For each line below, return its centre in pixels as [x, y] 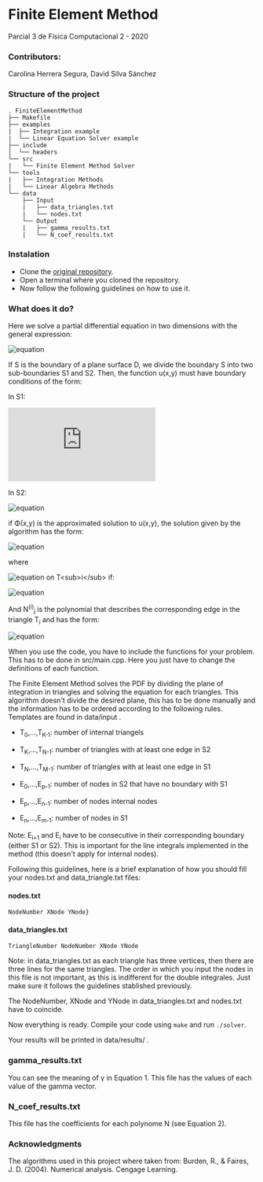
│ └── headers [33, 152]
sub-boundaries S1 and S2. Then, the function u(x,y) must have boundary [127, 373]
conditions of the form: [45, 382]
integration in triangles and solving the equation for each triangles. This [124, 692]
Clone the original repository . [66, 271]
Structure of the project [54, 94]
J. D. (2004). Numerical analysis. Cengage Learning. [93, 1169]
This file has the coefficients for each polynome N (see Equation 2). [117, 1123]
